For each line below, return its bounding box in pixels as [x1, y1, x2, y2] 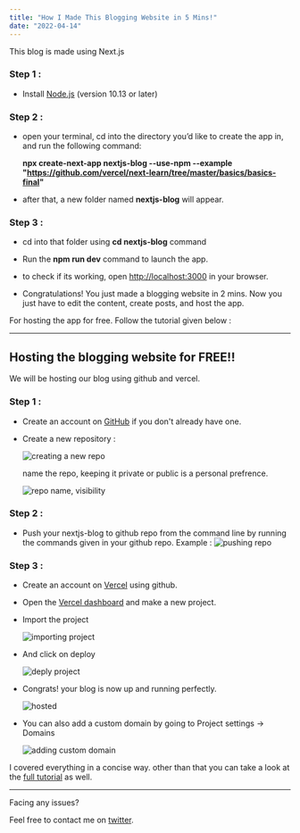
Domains [21, 728, 55, 738]
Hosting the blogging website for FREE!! [9, 349, 236, 364]
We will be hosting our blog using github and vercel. [9, 373, 201, 384]
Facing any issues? [9, 797, 79, 808]
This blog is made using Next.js [9, 46, 125, 56]
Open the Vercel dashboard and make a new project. [21, 597, 217, 608]
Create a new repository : [21, 433, 116, 444]
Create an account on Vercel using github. [21, 579, 178, 590]
